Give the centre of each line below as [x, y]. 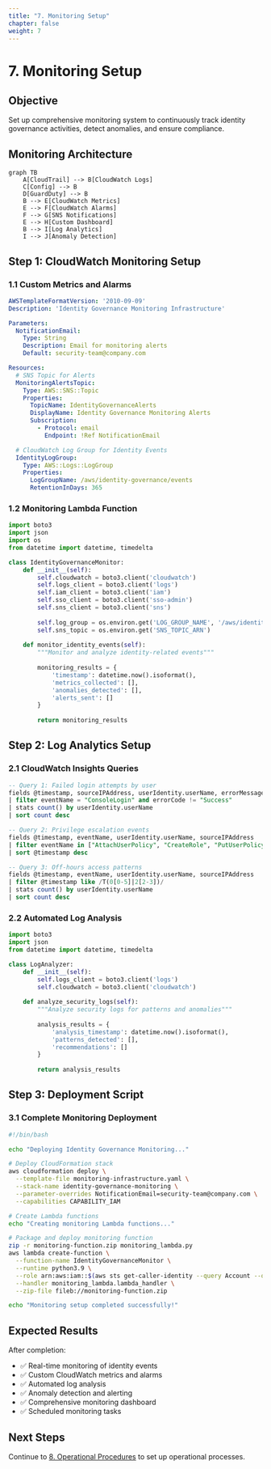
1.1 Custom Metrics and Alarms [70, 284]
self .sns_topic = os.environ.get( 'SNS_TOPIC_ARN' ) [124, 630]
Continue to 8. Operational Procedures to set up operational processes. [127, 1456]
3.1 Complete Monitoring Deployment [83, 1118]
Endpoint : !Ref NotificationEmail [102, 435]
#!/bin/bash [28, 1135]
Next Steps [37, 1437]
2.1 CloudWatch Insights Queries [73, 768]
